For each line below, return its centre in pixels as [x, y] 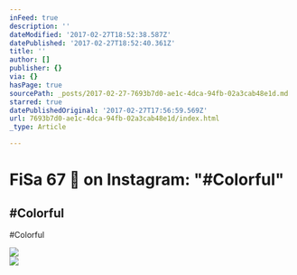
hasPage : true [36, 85]
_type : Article [38, 128]
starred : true [36, 102]
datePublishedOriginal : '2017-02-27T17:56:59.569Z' [108, 110]
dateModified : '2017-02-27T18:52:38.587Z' [90, 34]
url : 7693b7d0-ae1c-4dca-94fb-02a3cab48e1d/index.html [115, 119]
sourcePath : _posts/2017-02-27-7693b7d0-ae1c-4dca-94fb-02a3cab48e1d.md [149, 93]
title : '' [28, 52]
